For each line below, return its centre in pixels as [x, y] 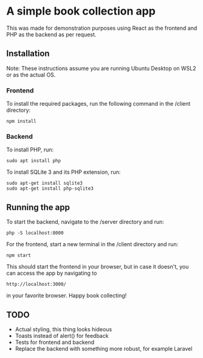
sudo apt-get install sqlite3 [45, 184]
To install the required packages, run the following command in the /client [98, 104]
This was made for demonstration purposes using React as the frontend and [102, 28]
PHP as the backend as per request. [51, 34]
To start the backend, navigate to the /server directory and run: [85, 222]
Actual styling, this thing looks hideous [64, 329]
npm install [21, 122]
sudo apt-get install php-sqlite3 [50, 189]
